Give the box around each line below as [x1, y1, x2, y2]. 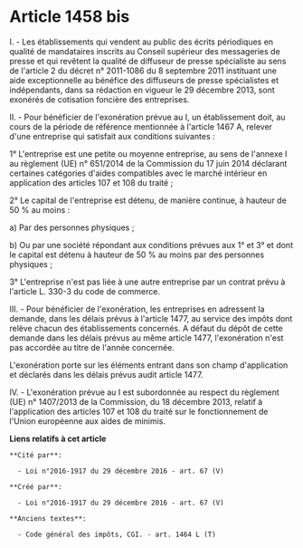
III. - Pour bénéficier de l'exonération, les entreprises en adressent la [9, 303, 265, 314]
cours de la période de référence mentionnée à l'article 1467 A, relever [9, 120, 273, 132]
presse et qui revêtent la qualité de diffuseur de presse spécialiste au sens [9, 55, 287, 66]
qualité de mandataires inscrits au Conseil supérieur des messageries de [9, 45, 280, 56]
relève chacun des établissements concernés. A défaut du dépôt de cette [9, 322, 283, 333]
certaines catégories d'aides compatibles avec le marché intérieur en [9, 168, 268, 178]
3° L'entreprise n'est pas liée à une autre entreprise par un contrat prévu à [9, 276, 286, 287]
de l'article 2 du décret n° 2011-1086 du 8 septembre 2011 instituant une [9, 65, 278, 76]
